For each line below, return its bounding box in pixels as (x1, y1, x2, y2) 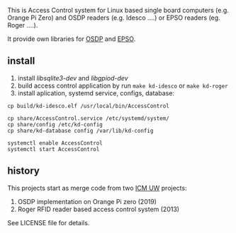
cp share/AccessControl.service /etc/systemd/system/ (7, 114, 170, 122)
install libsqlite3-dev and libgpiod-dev (17, 73, 129, 82)
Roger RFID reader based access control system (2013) (17, 205, 179, 213)
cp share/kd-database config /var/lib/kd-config (7, 127, 154, 134)
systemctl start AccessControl (7, 145, 100, 153)
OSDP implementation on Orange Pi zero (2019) (17, 197, 157, 205)
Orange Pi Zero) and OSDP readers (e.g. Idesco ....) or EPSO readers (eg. (7, 13, 221, 22)
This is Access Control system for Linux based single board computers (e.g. (7, 6, 229, 14)
